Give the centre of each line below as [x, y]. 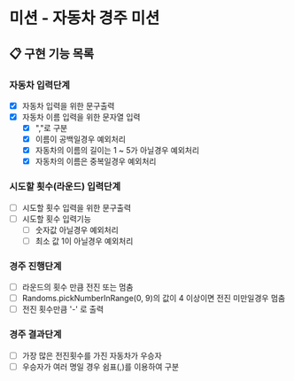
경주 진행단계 [35, 266]
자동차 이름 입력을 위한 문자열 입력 [81, 117]
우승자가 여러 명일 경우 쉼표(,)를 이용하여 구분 [101, 366]
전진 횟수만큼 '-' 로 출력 [63, 309]
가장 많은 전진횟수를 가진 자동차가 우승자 [92, 355]
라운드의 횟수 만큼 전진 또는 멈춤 [77, 287]
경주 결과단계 [35, 335]
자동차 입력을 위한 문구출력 [68, 105]
